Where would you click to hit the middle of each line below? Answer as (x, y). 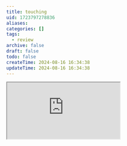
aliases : (17, 23)
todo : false (21, 57)
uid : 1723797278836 (31, 17)
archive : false (25, 46)
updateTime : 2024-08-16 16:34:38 (48, 68)
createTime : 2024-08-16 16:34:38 (48, 62)
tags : (13, 34)
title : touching (26, 12)
